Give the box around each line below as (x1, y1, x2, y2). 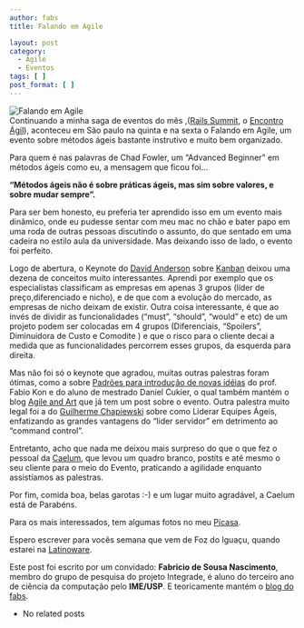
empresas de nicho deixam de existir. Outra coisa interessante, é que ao (9, 301, 279, 312)
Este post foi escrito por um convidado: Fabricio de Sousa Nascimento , (9, 561, 279, 573)
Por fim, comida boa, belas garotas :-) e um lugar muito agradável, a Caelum (9, 489, 295, 500)
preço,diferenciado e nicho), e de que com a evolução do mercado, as (9, 292, 272, 303)
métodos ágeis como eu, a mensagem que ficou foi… (9, 161, 209, 173)
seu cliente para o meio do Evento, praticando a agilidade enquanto (9, 462, 262, 473)
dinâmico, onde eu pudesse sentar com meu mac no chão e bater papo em (9, 215, 290, 227)
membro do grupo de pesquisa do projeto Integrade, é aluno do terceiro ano (9, 571, 295, 582)
